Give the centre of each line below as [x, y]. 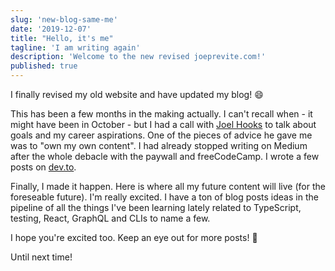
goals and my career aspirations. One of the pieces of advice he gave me [161, 135]
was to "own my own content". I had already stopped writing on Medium [159, 145]
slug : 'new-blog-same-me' [64, 19]
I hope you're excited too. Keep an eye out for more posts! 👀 [134, 237]
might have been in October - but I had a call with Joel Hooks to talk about [163, 124]
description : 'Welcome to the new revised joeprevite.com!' [138, 57]
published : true [44, 66]
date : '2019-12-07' [51, 29]
